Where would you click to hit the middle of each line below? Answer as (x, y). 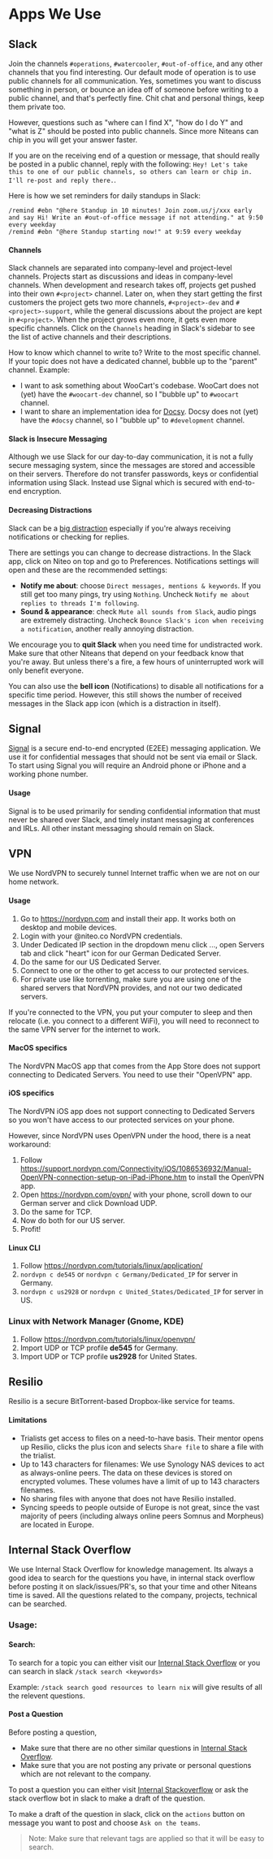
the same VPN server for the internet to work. (84, 1029)
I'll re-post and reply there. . (62, 180)
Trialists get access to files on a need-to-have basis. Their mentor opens (142, 1438)
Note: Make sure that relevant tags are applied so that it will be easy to (146, 1838)
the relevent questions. (47, 1696)
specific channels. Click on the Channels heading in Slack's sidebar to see (132, 328)
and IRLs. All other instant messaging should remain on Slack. (112, 828)
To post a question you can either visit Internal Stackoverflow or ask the (129, 1789)
